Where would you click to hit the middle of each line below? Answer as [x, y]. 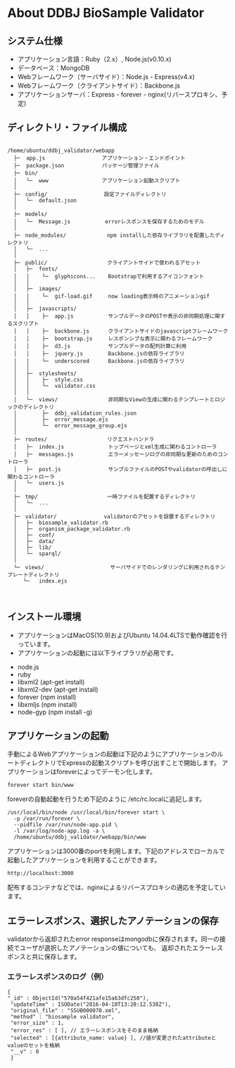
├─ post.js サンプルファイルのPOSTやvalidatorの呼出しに [127, 469]
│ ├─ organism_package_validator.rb [72, 529]
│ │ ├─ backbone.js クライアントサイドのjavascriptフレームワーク [121, 331]
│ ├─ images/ [37, 289]
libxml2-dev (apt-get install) [58, 689]
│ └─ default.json [45, 200]
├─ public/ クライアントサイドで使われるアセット [107, 263]
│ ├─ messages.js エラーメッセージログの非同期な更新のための [116, 454]
